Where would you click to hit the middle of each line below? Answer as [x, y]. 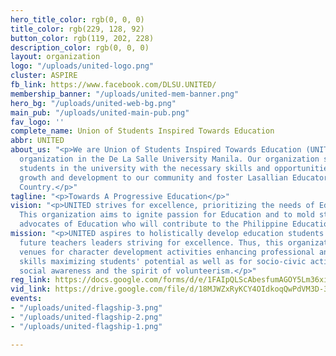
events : [26, 299]
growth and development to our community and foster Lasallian [153, 177]
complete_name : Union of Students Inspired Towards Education [142, 131]
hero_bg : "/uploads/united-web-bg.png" [93, 103]
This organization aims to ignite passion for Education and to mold [167, 215]
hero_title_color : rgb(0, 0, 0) [77, 19]
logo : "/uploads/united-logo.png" [82, 66]
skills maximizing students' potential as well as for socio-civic [163, 261]
